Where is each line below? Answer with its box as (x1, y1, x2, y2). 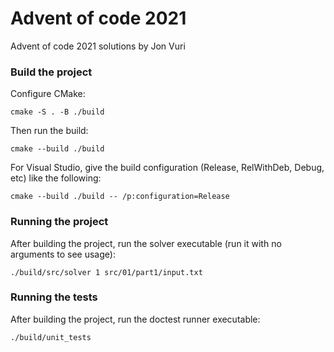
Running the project (10, 215, 109, 229)
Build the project (10, 65, 93, 79)
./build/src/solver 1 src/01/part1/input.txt (10, 267, 203, 277)
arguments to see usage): (10, 248, 116, 260)
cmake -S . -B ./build (10, 107, 105, 117)
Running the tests (10, 290, 98, 304)
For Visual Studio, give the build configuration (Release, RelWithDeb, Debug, (10, 162, 325, 174)
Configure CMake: (10, 88, 86, 100)
